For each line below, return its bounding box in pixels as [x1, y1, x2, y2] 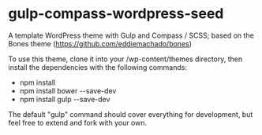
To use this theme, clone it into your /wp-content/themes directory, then [8, 54, 243, 64]
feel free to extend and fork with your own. [8, 118, 148, 127]
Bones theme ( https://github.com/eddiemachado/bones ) [8, 38, 192, 48]
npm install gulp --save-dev [19, 94, 110, 104]
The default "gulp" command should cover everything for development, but [8, 109, 253, 119]
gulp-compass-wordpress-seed [8, 5, 224, 23]
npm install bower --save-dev [19, 86, 117, 95]
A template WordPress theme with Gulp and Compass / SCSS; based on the [8, 31, 254, 40]
